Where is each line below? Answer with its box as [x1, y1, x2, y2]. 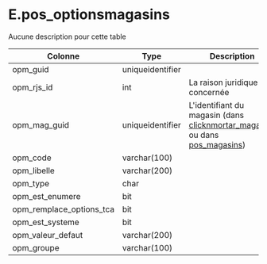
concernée [188, 86, 230, 98]
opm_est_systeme [12, 216, 79, 228]
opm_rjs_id [12, 82, 53, 93]
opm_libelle [12, 165, 56, 176]
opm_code [12, 152, 52, 163]
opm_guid [12, 63, 49, 75]
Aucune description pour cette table [8, 32, 127, 41]
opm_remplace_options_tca [12, 204, 115, 215]
